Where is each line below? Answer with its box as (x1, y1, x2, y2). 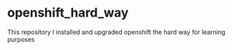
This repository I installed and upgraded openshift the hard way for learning (7, 28, 226, 36)
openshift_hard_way (7, 5, 129, 21)
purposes (7, 35, 35, 43)
